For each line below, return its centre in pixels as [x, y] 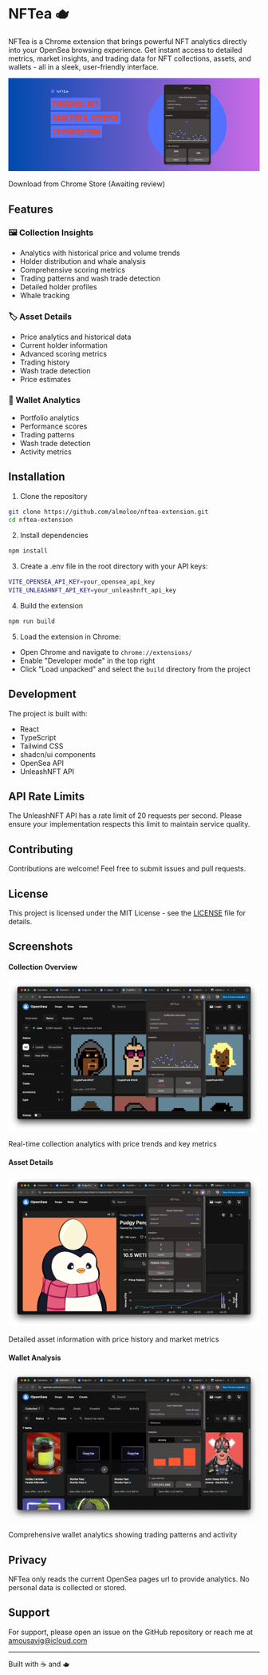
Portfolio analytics [49, 417]
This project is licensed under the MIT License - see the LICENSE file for [127, 913]
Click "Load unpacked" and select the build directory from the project [135, 669]
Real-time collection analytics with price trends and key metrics [112, 1144]
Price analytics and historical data [75, 337]
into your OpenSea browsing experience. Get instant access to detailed [125, 50]
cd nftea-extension [41, 520]
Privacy [28, 1559]
